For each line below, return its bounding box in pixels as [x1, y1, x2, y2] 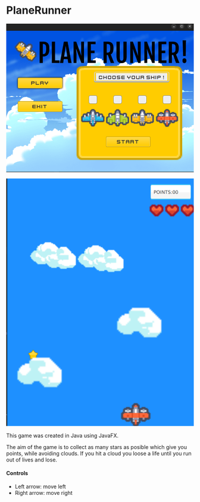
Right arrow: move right [14, 489, 73, 497]
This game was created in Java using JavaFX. [6, 432, 119, 439]
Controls [6, 470, 29, 477]
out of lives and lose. [6, 456, 58, 463]
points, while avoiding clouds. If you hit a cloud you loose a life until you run [6, 450, 192, 457]
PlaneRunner [6, 4, 71, 17]
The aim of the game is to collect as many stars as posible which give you [6, 443, 187, 450]
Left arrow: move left [14, 483, 66, 490]
